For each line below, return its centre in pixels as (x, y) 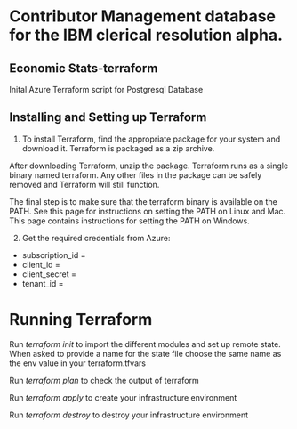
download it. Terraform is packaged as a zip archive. (118, 148)
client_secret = (49, 274)
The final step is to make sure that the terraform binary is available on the (143, 201)
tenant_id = (43, 283)
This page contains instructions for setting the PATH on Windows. (130, 221)
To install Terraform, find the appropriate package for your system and (151, 139)
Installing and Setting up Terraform (108, 117)
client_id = (41, 264)
